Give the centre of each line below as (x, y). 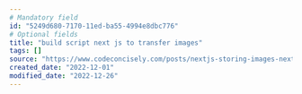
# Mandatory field (44, 17)
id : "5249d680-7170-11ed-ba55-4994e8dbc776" (94, 26)
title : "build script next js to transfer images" (106, 43)
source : (24, 59)
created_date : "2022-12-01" (62, 68)
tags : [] (26, 51)
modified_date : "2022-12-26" (64, 76)
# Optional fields (44, 34)
